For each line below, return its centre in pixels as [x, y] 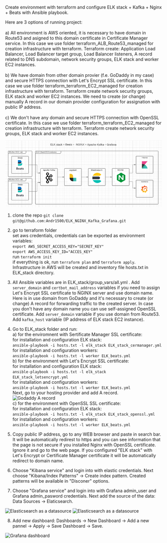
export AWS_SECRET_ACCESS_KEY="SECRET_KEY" [58, 247]
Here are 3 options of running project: [44, 22]
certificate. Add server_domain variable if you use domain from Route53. [86, 314]
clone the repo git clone [38, 215]
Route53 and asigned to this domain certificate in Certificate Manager [77, 38]
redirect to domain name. [38, 461]
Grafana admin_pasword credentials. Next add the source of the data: [84, 496]
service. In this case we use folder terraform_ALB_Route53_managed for [79, 43]
